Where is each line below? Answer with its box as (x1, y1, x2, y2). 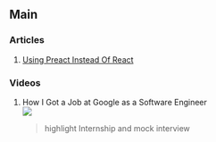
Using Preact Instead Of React (21, 54, 134, 65)
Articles (9, 34, 45, 46)
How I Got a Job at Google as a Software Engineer (21, 96, 208, 107)
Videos (9, 76, 41, 88)
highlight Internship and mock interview (44, 122, 190, 133)
